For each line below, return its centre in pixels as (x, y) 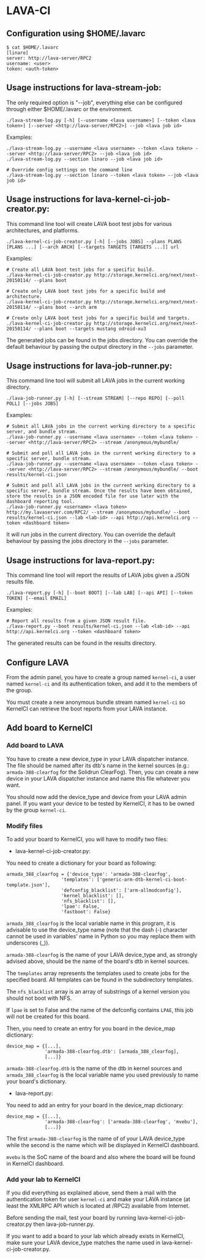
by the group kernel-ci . (36, 810)
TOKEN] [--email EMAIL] (37, 598)
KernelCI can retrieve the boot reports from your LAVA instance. (87, 709)
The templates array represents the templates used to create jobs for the (98, 973)
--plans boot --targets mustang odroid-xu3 (90, 329)
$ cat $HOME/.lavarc (33, 47)
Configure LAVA (38, 662)
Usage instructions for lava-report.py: (80, 560)
